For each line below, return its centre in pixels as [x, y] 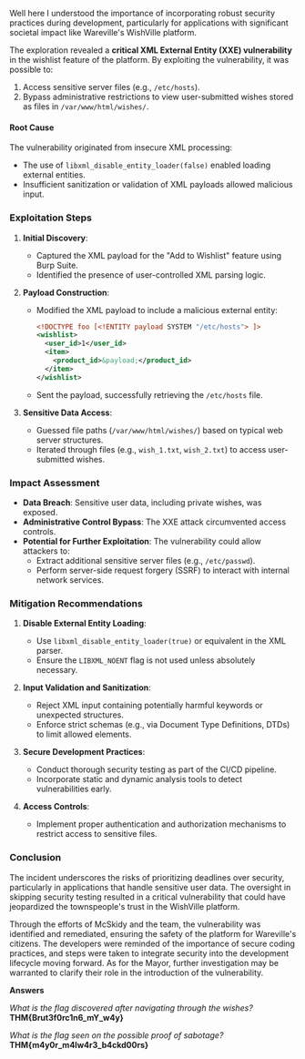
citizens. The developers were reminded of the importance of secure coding [152, 943]
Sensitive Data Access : [67, 412]
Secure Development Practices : [84, 752]
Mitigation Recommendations [76, 603]
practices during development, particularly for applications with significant [149, 23]
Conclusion [36, 858]
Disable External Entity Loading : [85, 624]
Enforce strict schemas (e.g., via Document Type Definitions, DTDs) [163, 725]
